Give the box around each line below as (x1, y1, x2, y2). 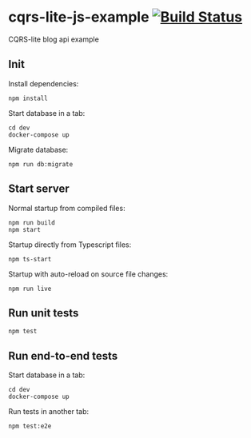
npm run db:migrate (8, 160, 74, 168)
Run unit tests (8, 306, 79, 320)
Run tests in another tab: (8, 407, 90, 416)
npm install (8, 94, 48, 102)
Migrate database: (8, 145, 69, 154)
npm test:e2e (8, 422, 52, 431)
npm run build (8, 218, 56, 227)
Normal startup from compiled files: (8, 203, 125, 213)
